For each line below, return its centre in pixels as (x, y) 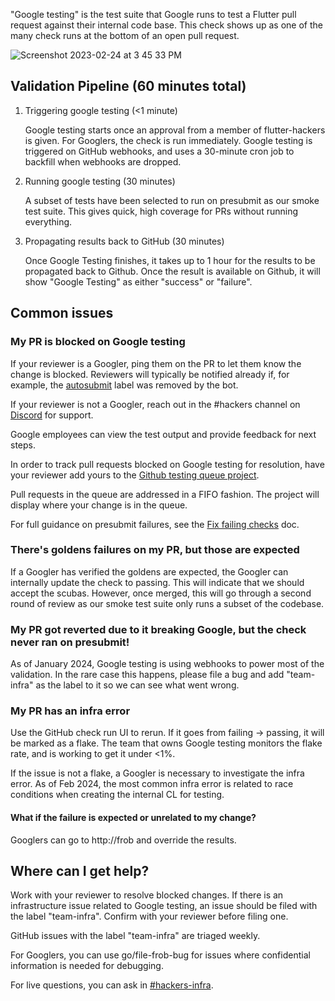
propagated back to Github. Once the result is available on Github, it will (172, 271)
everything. (48, 221)
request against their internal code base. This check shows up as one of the (166, 25)
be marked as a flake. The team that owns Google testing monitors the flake (166, 743)
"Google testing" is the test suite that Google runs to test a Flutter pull (153, 14)
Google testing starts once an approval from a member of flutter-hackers (175, 130)
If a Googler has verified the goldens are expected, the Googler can (149, 571)
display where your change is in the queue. (99, 505)
